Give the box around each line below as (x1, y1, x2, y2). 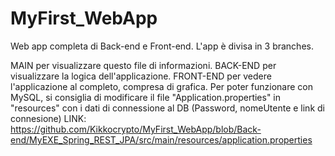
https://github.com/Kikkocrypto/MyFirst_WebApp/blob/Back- (10, 123, 262, 135)
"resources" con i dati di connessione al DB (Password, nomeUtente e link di (10, 102, 325, 114)
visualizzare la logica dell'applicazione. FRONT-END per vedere (10, 70, 272, 82)
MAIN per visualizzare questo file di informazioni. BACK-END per (10, 59, 277, 71)
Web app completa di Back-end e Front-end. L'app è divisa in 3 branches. (10, 40, 314, 52)
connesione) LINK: (10, 112, 87, 124)
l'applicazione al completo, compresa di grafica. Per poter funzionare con (10, 80, 314, 92)
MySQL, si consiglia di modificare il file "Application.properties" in (10, 91, 282, 103)
